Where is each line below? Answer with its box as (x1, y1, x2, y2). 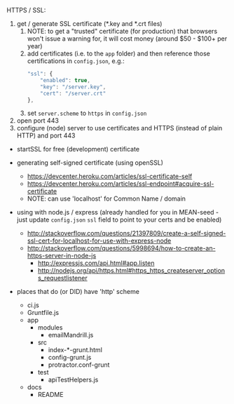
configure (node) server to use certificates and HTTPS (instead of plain (16, 124, 223, 133)
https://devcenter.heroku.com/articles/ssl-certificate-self (27, 172, 193, 181)
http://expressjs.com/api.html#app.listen (37, 259, 155, 267)
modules (37, 323, 63, 332)
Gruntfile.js (27, 309, 60, 317)
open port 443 (16, 116, 59, 125)
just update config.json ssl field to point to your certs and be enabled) (16, 215, 222, 224)
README (37, 391, 64, 399)
